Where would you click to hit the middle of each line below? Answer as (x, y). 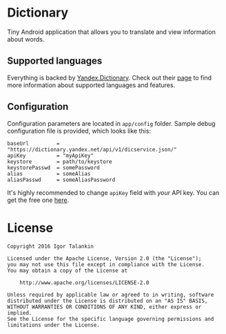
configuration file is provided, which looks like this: (79, 131)
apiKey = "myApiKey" (51, 156)
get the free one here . (38, 200)
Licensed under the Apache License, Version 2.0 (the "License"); (104, 258)
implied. (20, 313)
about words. (26, 39)
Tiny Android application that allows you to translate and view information (111, 32)
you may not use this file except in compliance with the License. (106, 264)
